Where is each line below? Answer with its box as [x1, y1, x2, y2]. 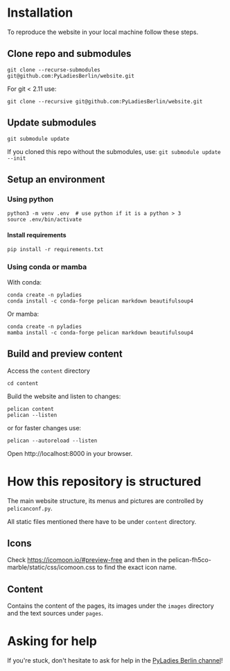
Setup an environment [7, 173, 105, 185]
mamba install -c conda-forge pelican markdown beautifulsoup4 [7, 329, 194, 336]
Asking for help [7, 634, 97, 649]
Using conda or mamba [7, 262, 87, 272]
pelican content [7, 405, 54, 412]
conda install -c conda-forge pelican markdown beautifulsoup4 [7, 297, 194, 305]
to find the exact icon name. [96, 563, 177, 572]
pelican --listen [7, 411, 57, 418]
